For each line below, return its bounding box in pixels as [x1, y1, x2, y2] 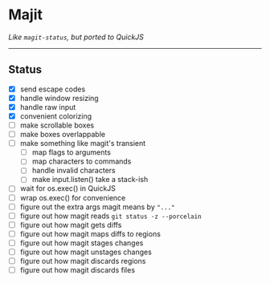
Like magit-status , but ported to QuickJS [8, 32, 145, 42]
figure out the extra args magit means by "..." [19, 202, 175, 212]
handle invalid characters [31, 166, 116, 176]
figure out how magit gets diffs [19, 220, 122, 229]
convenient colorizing [19, 111, 92, 121]
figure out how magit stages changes [19, 238, 144, 248]
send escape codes [19, 84, 86, 94]
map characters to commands [31, 156, 132, 166]
